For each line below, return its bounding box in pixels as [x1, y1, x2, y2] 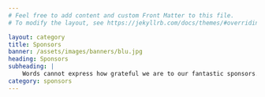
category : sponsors [8, 76, 73, 85]
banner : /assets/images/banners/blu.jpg [8, 48, 144, 56]
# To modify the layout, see [8, 19, 104, 27]
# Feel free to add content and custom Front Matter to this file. [8, 11, 235, 20]
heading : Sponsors [8, 55, 69, 63]
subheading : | [8, 62, 55, 71]
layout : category [8, 33, 65, 41]
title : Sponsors [8, 40, 62, 48]
